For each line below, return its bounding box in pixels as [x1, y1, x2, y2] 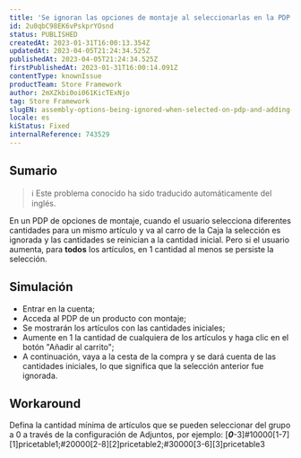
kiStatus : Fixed [9, 122, 70, 131]
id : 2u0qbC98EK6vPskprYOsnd [9, 22, 115, 31]
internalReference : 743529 [9, 130, 110, 139]
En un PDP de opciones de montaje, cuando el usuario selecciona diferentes [9, 215, 291, 225]
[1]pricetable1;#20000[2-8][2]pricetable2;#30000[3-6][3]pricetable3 [9, 439, 266, 450]
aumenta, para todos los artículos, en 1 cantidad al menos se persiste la [9, 243, 274, 254]
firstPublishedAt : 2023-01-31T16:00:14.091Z [9, 64, 178, 73]
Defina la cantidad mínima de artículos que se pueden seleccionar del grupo [9, 419, 291, 431]
